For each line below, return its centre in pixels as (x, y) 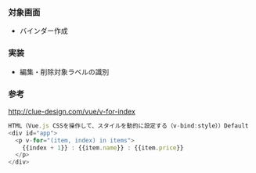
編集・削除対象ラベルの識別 (64, 71)
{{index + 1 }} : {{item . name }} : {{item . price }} (103, 148)
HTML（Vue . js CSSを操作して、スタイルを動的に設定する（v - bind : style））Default (128, 126)
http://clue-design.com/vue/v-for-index (72, 111)
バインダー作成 (43, 31)
